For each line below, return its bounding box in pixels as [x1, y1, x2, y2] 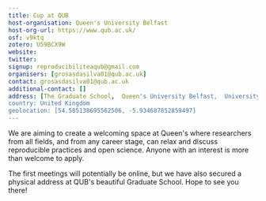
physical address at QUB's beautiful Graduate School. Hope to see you [8, 177, 239, 186]
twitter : [8, 56, 37, 64]
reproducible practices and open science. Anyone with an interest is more [8, 145, 249, 154]
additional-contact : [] [8, 84, 87, 93]
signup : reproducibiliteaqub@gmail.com [8, 63, 140, 71]
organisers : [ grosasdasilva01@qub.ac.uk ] [8, 70, 147, 78]
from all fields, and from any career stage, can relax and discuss [8, 137, 218, 146]
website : [8, 48, 37, 56]
